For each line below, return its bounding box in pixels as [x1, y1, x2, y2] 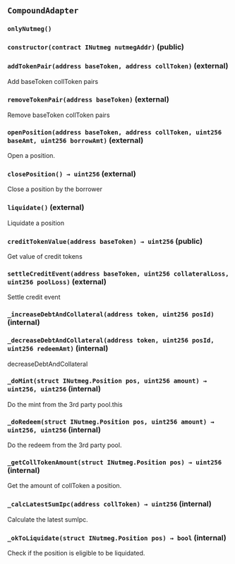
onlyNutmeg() [7, 25, 52, 33]
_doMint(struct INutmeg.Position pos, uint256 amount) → [7, 377, 207, 385]
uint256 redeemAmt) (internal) [7, 343, 109, 353]
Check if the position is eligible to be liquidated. [7, 549, 145, 558]
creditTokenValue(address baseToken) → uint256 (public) [7, 236, 203, 246]
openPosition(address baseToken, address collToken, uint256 [7, 128, 222, 136]
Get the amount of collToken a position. [7, 482, 122, 490]
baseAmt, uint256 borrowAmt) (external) [7, 135, 144, 145]
